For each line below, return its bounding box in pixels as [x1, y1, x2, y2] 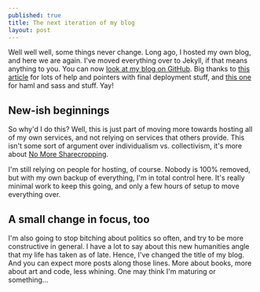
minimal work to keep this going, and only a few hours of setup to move [8, 181, 240, 191]
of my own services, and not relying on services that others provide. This [8, 133, 245, 142]
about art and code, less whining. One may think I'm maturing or [8, 267, 216, 276]
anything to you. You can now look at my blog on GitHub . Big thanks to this [8, 64, 250, 74]
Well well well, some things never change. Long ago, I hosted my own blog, [8, 48, 251, 57]
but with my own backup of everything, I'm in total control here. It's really [8, 173, 245, 183]
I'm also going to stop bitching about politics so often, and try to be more [8, 233, 244, 243]
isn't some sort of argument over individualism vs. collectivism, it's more [8, 141, 243, 151]
